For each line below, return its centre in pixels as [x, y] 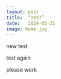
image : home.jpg [27, 29]
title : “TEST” [25, 18]
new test [17, 46]
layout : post [23, 12]
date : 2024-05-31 [31, 23]
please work [22, 70]
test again [19, 58]
